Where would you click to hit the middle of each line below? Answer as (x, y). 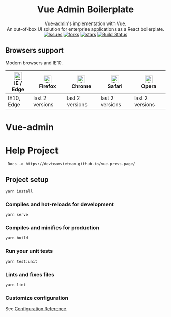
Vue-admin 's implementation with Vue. (85, 23)
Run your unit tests (29, 251)
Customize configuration (37, 298)
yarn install (19, 191)
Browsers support (34, 50)
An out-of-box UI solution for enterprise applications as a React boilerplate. (85, 29)
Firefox (48, 86)
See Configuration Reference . (36, 309)
